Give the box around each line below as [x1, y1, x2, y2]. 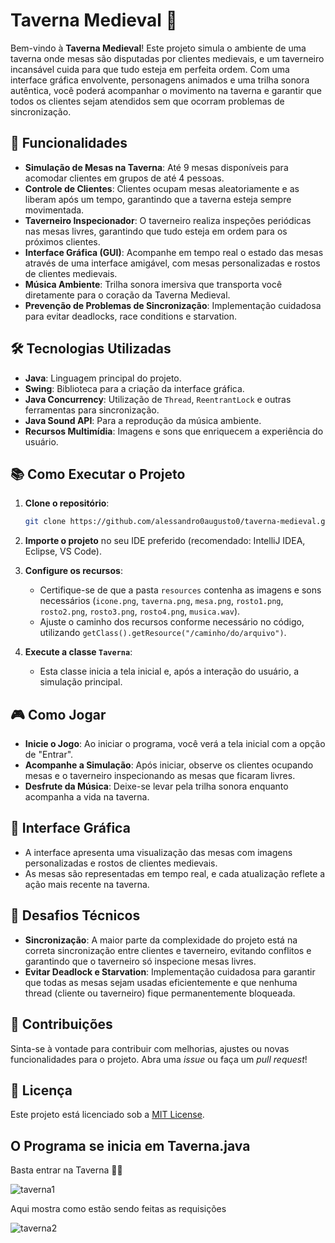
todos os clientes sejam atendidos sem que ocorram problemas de [10, 95, 285, 107]
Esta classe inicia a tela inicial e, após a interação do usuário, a [39, 665, 299, 678]
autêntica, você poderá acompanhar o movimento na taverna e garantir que [10, 84, 322, 96]
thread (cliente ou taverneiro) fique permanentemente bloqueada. [24, 987, 296, 999]
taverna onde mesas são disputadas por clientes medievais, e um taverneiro [10, 52, 325, 64]
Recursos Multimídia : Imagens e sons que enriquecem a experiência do [24, 425, 324, 437]
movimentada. [24, 204, 85, 216]
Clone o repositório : [24, 497, 110, 509]
